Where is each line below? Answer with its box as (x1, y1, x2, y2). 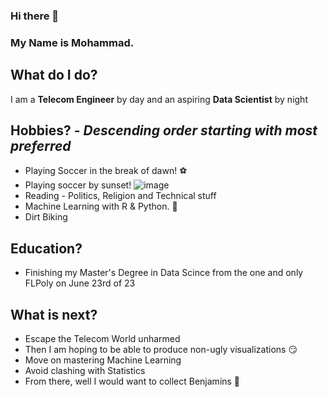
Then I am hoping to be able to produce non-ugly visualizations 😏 (24, 344, 298, 356)
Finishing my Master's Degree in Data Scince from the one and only (24, 267, 304, 279)
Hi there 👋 (10, 9, 60, 23)
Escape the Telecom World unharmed (24, 333, 181, 345)
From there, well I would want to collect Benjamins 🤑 (24, 375, 241, 388)
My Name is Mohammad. (10, 35, 135, 49)
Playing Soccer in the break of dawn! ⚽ (24, 165, 188, 177)
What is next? (10, 306, 98, 323)
